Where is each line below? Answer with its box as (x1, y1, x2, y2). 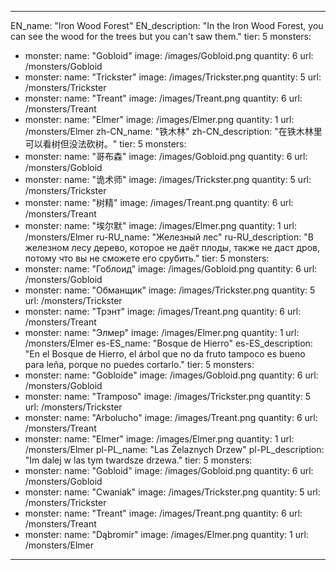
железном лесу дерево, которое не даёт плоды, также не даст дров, (24, 242, 320, 253)
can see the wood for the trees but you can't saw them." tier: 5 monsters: (10, 31, 312, 42)
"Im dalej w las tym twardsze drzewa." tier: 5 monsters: (24, 454, 253, 466)
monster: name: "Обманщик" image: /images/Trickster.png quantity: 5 (24, 284, 316, 296)
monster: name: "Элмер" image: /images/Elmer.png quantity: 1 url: (24, 327, 300, 338)
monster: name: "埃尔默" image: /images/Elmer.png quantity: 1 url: (24, 220, 297, 231)
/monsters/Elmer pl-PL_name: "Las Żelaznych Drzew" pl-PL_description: (24, 444, 325, 455)
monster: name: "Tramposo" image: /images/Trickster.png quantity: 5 (24, 391, 312, 402)
